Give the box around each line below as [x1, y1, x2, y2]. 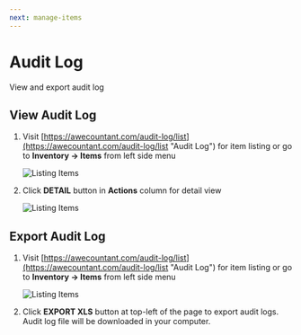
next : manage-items [9, 13, 83, 22]
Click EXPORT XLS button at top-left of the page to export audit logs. [22, 306, 279, 317]
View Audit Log [9, 107, 97, 122]
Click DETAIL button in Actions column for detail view [22, 185, 222, 196]
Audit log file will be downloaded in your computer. [22, 316, 211, 327]
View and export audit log [9, 82, 105, 93]
